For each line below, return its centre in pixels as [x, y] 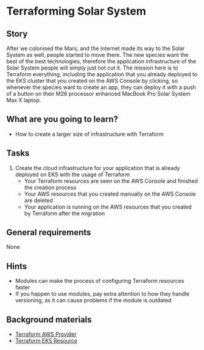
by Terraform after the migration [65, 213]
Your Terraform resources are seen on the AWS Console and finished [111, 180]
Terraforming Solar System [76, 11]
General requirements [49, 233]
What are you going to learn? [62, 119]
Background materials [49, 319]
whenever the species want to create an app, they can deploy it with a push [101, 87]
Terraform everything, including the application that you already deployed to [102, 74]
